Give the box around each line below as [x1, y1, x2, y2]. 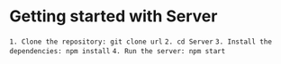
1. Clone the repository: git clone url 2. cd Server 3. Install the [9, 37, 273, 46]
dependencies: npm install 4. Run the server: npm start [9, 46, 226, 55]
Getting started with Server [9, 6, 218, 27]
